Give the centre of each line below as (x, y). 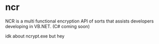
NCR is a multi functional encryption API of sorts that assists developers (79, 21)
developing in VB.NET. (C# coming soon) (48, 26)
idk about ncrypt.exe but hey (35, 36)
